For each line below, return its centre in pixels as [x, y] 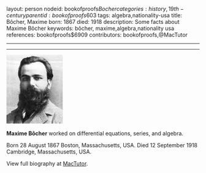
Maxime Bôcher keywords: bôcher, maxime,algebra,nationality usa [90, 28]
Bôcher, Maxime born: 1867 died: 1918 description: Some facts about [93, 22]
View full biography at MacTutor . [47, 164]
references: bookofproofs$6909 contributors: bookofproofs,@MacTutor [97, 35]
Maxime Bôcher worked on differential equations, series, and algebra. [95, 133]
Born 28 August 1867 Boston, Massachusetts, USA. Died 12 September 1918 [102, 145]
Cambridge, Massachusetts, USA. [49, 152]
